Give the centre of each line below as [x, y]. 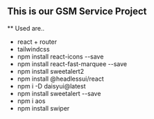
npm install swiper [43, 108]
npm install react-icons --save [60, 56]
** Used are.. [26, 28]
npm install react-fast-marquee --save [72, 64]
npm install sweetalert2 [51, 71]
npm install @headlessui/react [60, 79]
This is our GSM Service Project [77, 11]
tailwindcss [33, 49]
